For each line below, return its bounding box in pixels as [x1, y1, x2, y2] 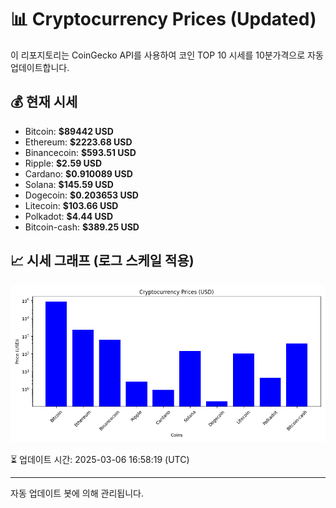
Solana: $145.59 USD [24, 178, 114, 190]
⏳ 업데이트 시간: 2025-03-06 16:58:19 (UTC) [10, 453, 190, 465]
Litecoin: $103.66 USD [24, 199, 119, 211]
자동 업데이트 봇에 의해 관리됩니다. [10, 487, 144, 499]
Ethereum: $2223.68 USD [24, 136, 133, 148]
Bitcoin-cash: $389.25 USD [24, 221, 140, 233]
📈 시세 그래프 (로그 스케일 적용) [10, 252, 195, 270]
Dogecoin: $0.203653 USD [24, 189, 139, 201]
